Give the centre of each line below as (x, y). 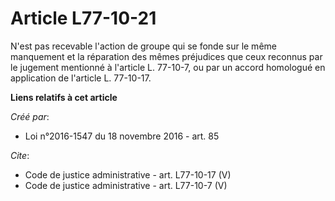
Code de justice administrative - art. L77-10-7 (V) (126, 185)
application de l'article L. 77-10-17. (81, 78)
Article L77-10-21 (83, 18)
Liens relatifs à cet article (64, 97)
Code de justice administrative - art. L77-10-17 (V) (128, 174)
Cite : (20, 155)
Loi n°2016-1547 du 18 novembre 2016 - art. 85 (122, 136)
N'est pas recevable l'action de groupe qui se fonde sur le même (143, 46)
